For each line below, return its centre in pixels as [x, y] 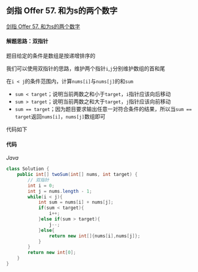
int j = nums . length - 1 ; [60, 191]
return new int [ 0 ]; [52, 253]
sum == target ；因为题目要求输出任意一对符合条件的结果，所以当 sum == [103, 109]
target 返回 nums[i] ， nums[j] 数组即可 [60, 116]
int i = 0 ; [41, 186]
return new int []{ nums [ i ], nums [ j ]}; [95, 236]
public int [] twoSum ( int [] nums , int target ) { [77, 175]
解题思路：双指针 [27, 41]
